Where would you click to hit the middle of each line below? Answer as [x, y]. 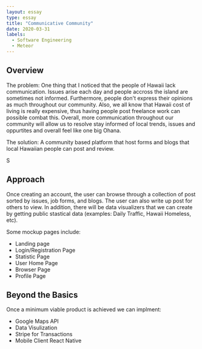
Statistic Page [32, 257]
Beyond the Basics [42, 295]
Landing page [32, 243]
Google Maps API [37, 321]
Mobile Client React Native [48, 340]
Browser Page [32, 269]
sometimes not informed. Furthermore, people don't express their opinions [99, 98]
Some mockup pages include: [43, 232]
